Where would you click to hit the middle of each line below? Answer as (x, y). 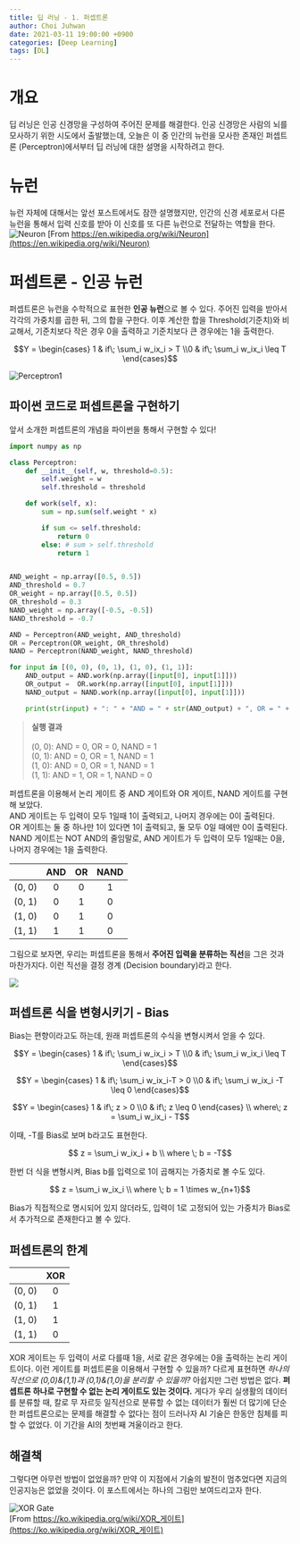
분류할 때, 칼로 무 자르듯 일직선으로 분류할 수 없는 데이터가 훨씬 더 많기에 (144, 1403)
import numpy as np (46, 446)
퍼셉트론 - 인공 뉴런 (76, 282)
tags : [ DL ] (29, 51)
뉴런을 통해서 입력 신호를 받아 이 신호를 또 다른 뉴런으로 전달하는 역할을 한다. (142, 224)
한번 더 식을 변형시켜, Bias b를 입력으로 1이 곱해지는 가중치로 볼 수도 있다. (137, 1172)
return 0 (73, 536)
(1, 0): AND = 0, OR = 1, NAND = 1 (92, 765)
